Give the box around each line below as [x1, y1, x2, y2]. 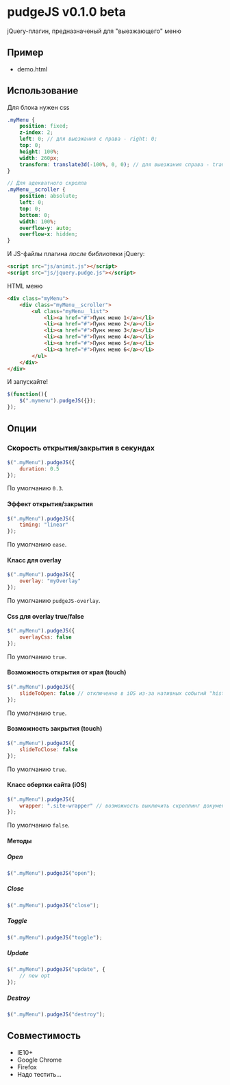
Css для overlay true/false [7, 612, 84, 620]
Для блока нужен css [7, 103, 70, 111]
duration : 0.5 [19, 465, 60, 472]
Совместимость [7, 1030, 81, 1042]
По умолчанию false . [7, 821, 70, 830]
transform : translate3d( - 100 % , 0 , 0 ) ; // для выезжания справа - [19, 161, 210, 168]
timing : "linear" [19, 521, 69, 529]
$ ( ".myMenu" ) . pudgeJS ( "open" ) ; [7, 869, 97, 876]
